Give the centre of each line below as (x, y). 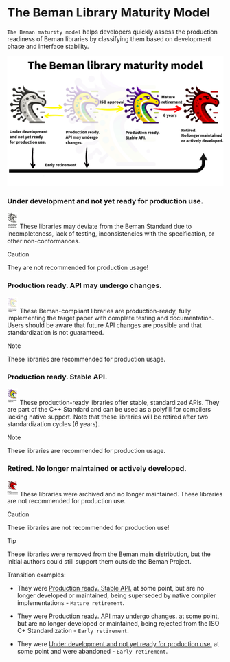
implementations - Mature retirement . (71, 603)
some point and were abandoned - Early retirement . (92, 652)
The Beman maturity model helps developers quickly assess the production (112, 32)
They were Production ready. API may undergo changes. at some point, (118, 616)
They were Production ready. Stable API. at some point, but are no (111, 588)
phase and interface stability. (48, 46)
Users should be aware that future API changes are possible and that (105, 325)
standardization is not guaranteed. (56, 333)
